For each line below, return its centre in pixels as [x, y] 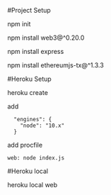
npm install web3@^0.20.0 [46, 38]
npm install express [36, 51]
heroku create [28, 93]
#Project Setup [29, 10]
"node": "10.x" [42, 126]
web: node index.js [36, 158]
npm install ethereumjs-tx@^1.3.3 [55, 65]
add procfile [25, 145]
